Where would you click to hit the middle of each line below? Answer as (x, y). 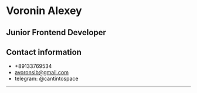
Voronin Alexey (44, 11)
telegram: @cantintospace (46, 79)
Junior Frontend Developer (56, 32)
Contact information (44, 52)
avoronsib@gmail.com (42, 73)
